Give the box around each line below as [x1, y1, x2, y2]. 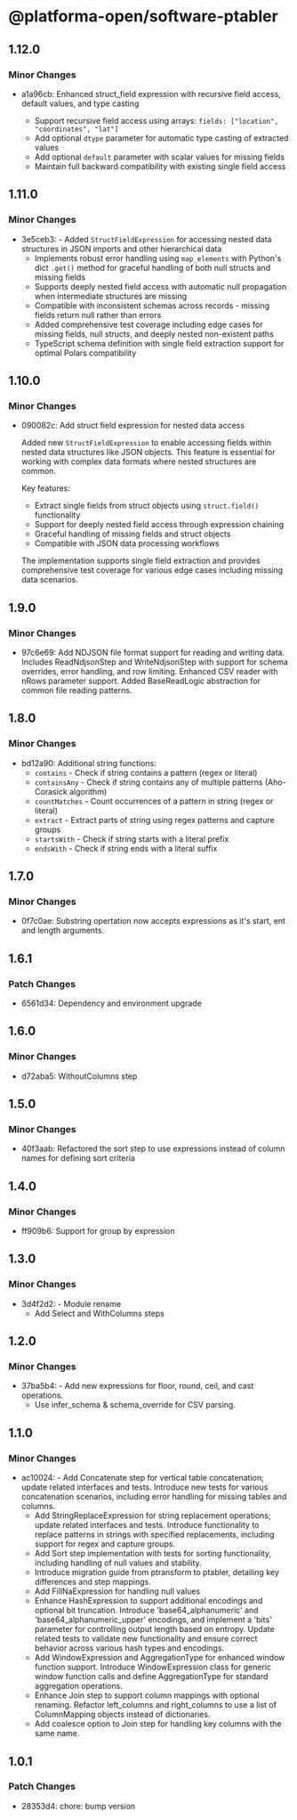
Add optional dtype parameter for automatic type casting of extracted [34, 132, 289, 143]
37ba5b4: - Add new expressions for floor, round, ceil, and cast [20, 1381, 254, 1392]
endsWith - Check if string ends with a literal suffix [34, 843, 218, 853]
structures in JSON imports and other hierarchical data [20, 243, 222, 254]
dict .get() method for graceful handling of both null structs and [34, 262, 271, 273]
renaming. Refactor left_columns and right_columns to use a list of [34, 1700, 277, 1710]
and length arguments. [20, 925, 104, 936]
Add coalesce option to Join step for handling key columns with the [34, 1718, 282, 1729]
